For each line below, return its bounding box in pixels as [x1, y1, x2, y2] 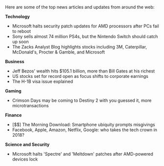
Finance [5, 112, 22, 118]
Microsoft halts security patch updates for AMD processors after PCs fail [12, 23, 159, 29]
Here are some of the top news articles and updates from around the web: [5, 4, 155, 10]
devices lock [12, 156, 38, 162]
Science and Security [5, 142, 50, 147]
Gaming [5, 88, 22, 94]
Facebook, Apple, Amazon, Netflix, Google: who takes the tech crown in [12, 127, 158, 133]
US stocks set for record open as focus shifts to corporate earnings [12, 73, 148, 79]
